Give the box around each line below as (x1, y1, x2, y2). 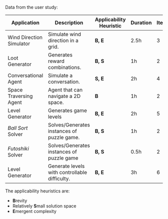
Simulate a (47, 72, 73, 79)
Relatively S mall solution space (12, 203, 76, 209)
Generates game (47, 107, 87, 114)
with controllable (47, 169, 87, 175)
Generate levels (47, 162, 85, 169)
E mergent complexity (12, 208, 56, 214)
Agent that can (47, 86, 83, 93)
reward (47, 57, 65, 64)
